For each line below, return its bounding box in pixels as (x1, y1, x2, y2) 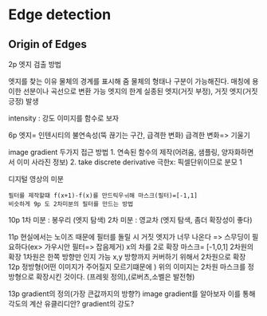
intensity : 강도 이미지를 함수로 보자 (8, 113, 120, 123)
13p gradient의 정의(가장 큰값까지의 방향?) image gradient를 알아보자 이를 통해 (8, 289, 256, 298)
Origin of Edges (8, 38, 88, 51)
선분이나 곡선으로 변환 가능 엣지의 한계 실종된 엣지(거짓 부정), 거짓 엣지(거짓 (22, 86, 258, 96)
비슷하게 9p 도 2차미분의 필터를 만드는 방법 (8, 200, 134, 208)
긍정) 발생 (8, 97, 39, 105)
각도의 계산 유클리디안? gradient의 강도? (8, 299, 135, 308)
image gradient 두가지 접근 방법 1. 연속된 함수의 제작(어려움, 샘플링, (8, 148, 220, 156)
